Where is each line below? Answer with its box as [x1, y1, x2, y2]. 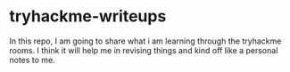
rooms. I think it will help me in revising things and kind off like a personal [9, 44, 278, 55]
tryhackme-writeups [9, 6, 167, 27]
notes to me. [9, 54, 55, 65]
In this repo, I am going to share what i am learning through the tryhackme [9, 36, 282, 46]
